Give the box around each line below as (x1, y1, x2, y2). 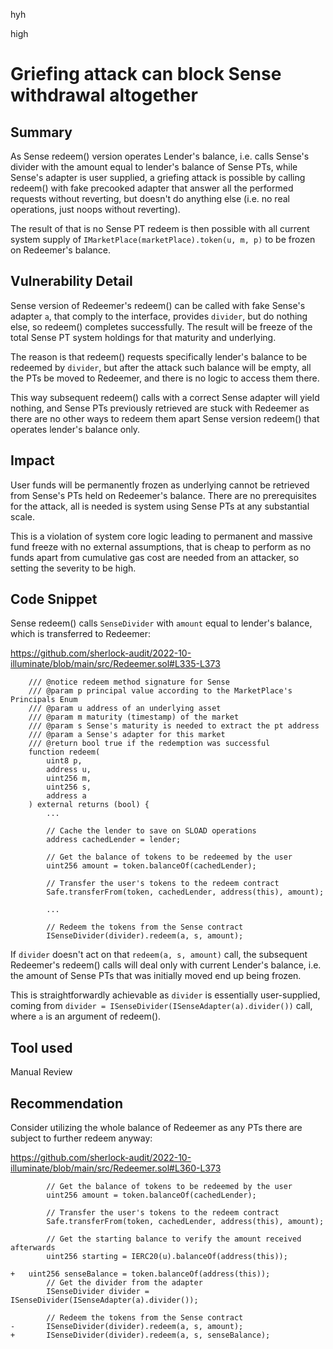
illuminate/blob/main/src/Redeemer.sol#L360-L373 (10, 1162, 222, 1174)
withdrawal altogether (10, 84, 198, 107)
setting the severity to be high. (10, 562, 137, 574)
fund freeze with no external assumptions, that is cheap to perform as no (10, 540, 312, 553)
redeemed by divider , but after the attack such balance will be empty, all (10, 361, 312, 373)
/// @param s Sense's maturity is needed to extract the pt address (28, 721, 320, 731)
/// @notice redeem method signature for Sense (28, 677, 230, 688)
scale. (10, 510, 35, 523)
